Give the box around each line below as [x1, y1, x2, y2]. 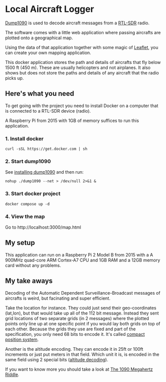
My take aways [5, 277, 53, 285]
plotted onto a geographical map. [5, 35, 73, 41]
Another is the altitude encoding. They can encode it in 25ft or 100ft [5, 346, 144, 352]
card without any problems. [5, 262, 61, 268]
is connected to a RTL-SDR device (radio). [5, 108, 91, 114]
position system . [5, 336, 39, 342]
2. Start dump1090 [5, 158, 51, 165]
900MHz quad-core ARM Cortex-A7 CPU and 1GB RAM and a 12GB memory [5, 257, 161, 263]
